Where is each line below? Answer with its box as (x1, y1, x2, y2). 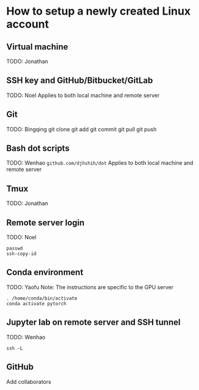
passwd (6, 245, 23, 251)
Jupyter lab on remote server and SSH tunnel (6, 317, 181, 328)
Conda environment (6, 267, 83, 278)
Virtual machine (6, 42, 69, 52)
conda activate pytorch (6, 300, 67, 306)
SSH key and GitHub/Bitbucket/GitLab (6, 75, 153, 86)
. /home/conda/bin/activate (6, 295, 78, 302)
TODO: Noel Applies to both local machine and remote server (6, 92, 160, 99)
